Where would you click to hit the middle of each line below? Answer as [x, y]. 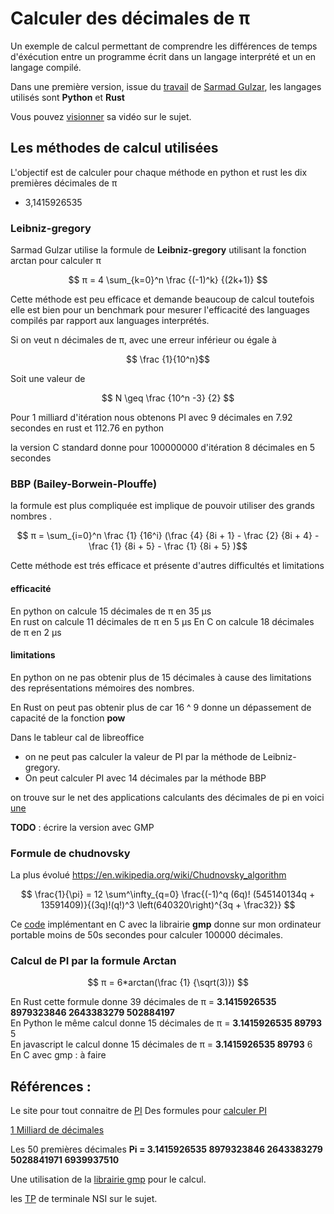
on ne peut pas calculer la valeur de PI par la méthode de [142, 756]
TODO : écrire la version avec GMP [82, 827]
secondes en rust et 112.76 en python [87, 428]
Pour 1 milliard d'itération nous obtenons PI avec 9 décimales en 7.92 [151, 418]
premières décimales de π [64, 183]
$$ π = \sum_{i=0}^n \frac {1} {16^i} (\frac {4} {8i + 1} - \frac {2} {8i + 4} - [168, 536]
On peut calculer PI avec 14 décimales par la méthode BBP [145, 778]
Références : [51, 1086]
